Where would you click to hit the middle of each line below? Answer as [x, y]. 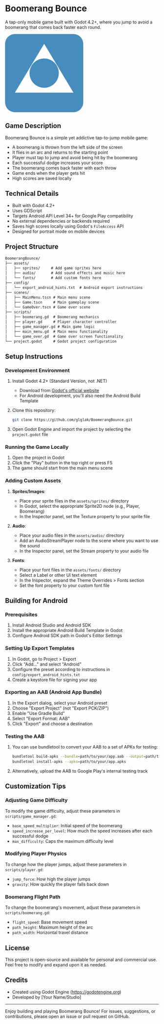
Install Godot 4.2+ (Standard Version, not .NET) [60, 381]
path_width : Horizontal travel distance [50, 933]
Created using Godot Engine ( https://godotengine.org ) [67, 992]
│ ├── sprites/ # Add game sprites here [53, 268]
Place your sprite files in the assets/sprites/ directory [74, 501]
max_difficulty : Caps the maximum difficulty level [63, 841]
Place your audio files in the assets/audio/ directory [72, 535]
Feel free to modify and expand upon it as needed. [56, 964]
